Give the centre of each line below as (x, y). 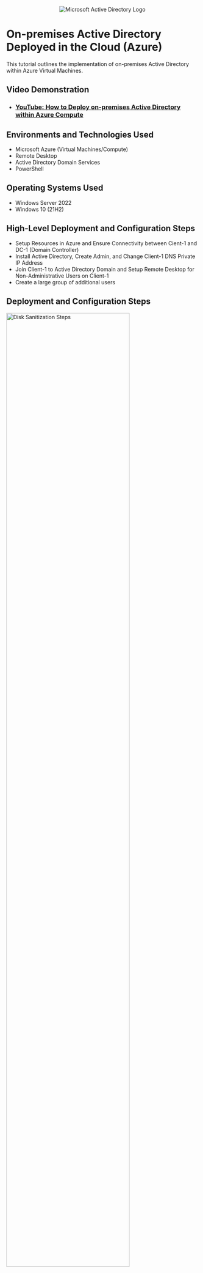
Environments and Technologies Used (80, 135)
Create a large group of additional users (65, 282)
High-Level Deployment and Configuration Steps (101, 228)
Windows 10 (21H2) (39, 209)
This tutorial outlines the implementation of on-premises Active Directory (98, 64)
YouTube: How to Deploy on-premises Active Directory (98, 107)
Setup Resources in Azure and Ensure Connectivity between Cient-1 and (106, 243)
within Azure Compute (49, 115)
